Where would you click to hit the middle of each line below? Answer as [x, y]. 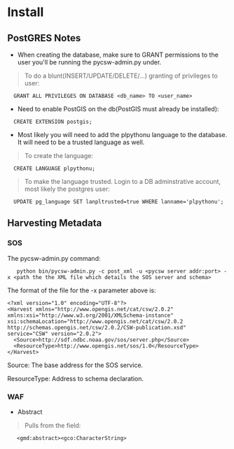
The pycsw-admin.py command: [54, 258]
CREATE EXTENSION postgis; [53, 122]
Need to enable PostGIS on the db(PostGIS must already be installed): [118, 109]
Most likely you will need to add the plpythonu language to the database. [122, 135]
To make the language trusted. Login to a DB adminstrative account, [123, 181]
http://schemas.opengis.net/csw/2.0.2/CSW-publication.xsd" [97, 327]
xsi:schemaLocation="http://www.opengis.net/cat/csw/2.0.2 [95, 321]
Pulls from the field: [53, 425]
